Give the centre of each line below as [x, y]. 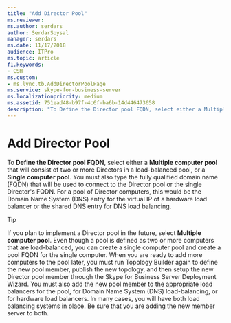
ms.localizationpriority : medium [55, 97]
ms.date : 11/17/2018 [37, 45]
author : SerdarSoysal [38, 33]
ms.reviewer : [26, 20]
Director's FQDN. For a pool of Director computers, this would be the [104, 191]
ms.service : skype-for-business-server [64, 90]
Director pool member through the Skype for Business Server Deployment [112, 276]
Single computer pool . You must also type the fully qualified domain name [113, 177]
